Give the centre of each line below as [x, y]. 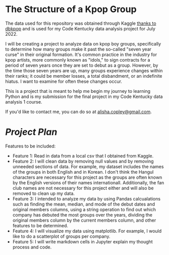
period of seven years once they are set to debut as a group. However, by [82, 65]
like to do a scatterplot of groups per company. [61, 236]
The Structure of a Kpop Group [71, 9]
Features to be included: [31, 146]
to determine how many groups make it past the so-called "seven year [78, 49]
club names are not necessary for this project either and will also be [83, 188]
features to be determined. [40, 225]
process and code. [32, 247]
